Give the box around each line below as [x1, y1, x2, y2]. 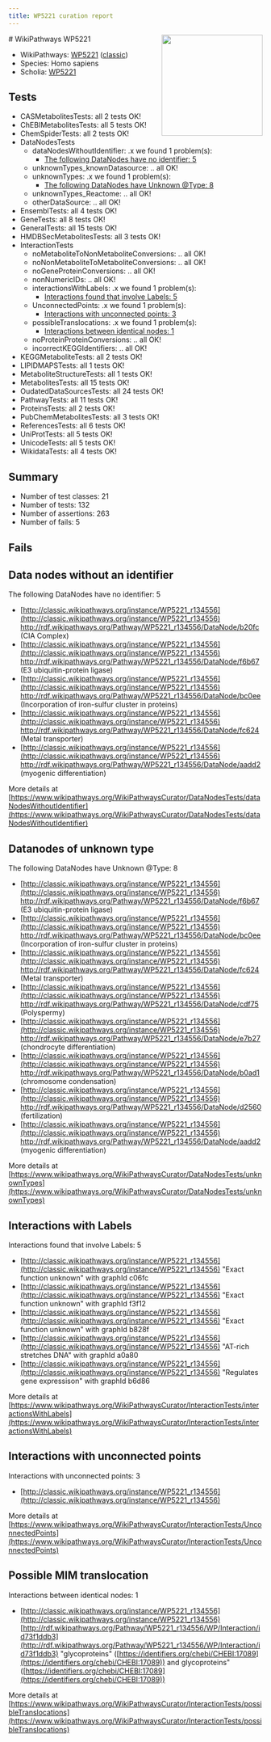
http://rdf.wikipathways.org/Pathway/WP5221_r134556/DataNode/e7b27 [19, 1034, 261, 1044]
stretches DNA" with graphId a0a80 [19, 1351, 139, 1360]
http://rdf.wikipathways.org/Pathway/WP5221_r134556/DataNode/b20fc [19, 622, 260, 632]
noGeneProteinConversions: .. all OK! [31, 266, 156, 276]
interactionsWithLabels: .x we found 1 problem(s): [31, 284, 197, 293]
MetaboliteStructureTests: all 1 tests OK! [19, 369, 152, 379]
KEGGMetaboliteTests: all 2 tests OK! [19, 352, 143, 362]
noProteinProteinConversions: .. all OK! [31, 335, 161, 344]
